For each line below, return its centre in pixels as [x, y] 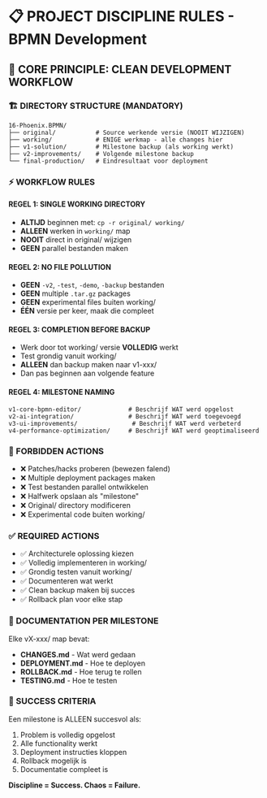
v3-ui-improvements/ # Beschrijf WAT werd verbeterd [125, 423]
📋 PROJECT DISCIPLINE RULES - [122, 17]
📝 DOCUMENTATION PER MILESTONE [84, 621]
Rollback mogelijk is [53, 761]
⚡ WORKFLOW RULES [52, 182]
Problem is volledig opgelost [68, 735]
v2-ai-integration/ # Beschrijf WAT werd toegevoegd [125, 416]
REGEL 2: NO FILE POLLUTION [60, 267]
